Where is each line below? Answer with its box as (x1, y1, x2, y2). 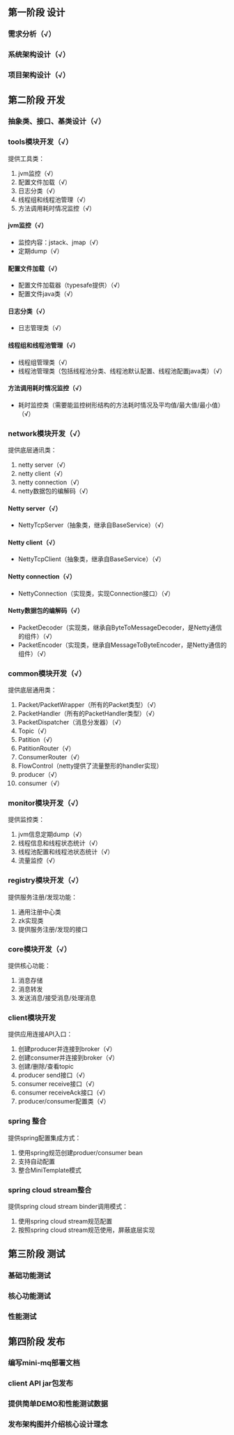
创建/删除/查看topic (17, 1062, 74, 1071)
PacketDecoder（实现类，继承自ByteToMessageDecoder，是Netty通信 (17, 623, 222, 632)
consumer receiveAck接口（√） (17, 1088, 109, 1097)
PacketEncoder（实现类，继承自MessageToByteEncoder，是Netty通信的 (17, 641, 227, 649)
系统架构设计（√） (8, 50, 70, 59)
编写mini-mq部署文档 (8, 1358, 81, 1368)
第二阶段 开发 (8, 94, 65, 106)
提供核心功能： (8, 962, 51, 970)
